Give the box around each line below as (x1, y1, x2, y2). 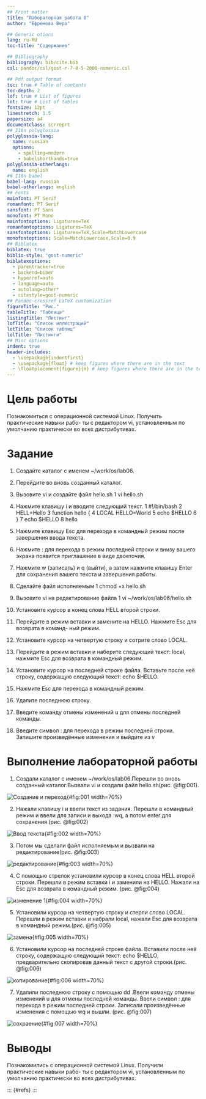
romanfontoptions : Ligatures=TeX (7, 224, 92, 230)
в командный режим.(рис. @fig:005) (15, 921, 112, 929)
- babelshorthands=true (18, 156, 79, 162)
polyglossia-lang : (7, 133, 54, 139)
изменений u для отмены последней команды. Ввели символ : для (15, 994, 191, 1002)
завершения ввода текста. (15, 534, 85, 541)
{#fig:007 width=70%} (41, 1020, 98, 1027)
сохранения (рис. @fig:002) (15, 818, 89, 825)
